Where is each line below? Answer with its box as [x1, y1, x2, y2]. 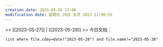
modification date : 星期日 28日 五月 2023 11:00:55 [5, 12, 113, 17]
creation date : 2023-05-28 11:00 [5, 7, 76, 13]
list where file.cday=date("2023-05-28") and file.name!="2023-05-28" [5, 36, 158, 42]
